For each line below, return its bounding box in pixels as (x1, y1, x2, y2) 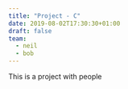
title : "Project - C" (8, 11, 81, 20)
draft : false (8, 27, 52, 35)
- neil (15, 42, 38, 50)
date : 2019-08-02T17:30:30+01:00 (8, 19, 121, 28)
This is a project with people (8, 72, 102, 81)
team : (8, 34, 27, 43)
